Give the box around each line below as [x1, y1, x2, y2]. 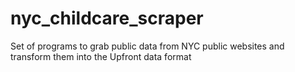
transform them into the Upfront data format [10, 50, 192, 62]
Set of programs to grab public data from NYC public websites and [10, 40, 285, 52]
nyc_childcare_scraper [10, 7, 204, 30]
